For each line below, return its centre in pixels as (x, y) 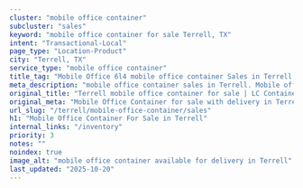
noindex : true (36, 152)
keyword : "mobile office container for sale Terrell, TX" (120, 34)
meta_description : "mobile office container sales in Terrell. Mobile (145, 85)
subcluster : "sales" (48, 26)
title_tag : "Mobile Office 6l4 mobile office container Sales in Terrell (151, 77)
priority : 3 (32, 136)
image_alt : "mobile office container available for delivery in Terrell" (151, 160)
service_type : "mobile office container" (88, 69)
